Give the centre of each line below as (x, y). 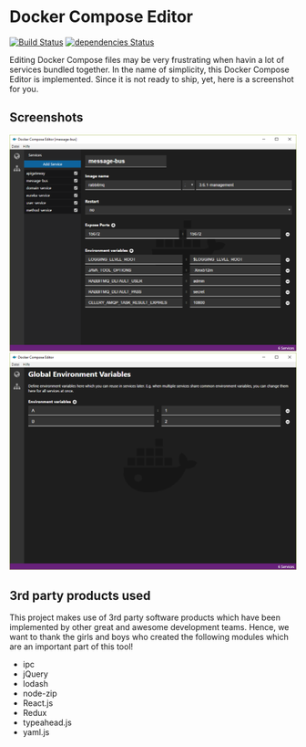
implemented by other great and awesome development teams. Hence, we (149, 627)
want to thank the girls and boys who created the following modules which (149, 637)
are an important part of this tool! (71, 647)
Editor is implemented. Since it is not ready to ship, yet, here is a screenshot (152, 79)
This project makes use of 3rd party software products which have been (145, 617)
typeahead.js (47, 722)
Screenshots (46, 117)
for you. (24, 89)
